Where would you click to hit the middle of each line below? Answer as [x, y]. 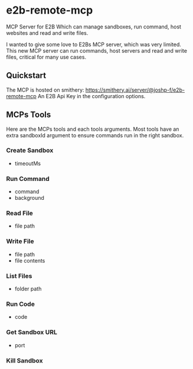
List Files [19, 276]
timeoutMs [28, 163]
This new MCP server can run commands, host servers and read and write [97, 50]
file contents [30, 260]
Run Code [21, 304]
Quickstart [26, 75]
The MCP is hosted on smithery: [45, 90]
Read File [20, 213]
